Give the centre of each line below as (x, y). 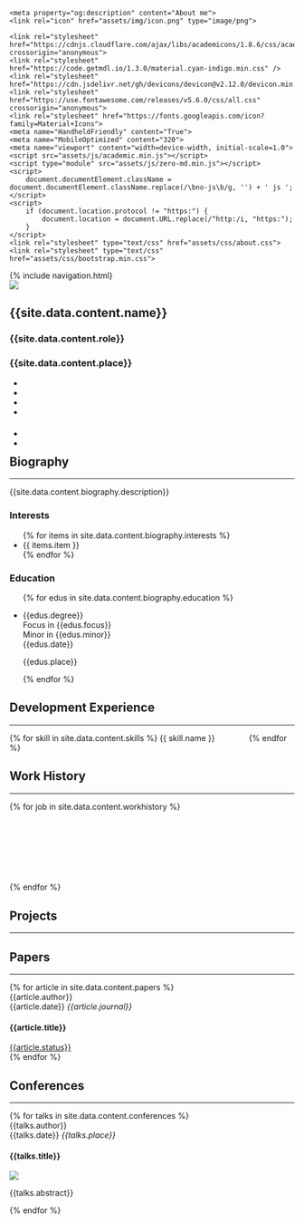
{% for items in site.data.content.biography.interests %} (126, 535)
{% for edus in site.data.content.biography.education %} (128, 598)
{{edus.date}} (48, 644)
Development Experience (82, 708)
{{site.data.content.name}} (89, 313)
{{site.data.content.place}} (71, 363)
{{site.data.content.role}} (67, 339)
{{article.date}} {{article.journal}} (71, 1006)
